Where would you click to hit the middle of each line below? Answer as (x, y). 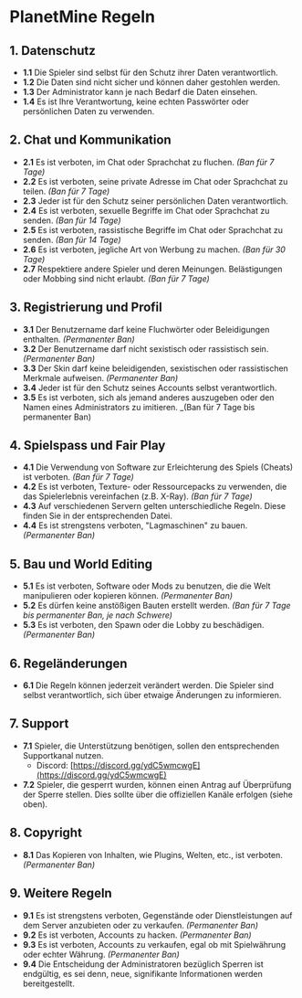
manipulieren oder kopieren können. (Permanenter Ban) (128, 596)
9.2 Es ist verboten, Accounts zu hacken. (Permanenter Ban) (137, 935)
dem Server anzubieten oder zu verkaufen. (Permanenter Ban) (140, 925)
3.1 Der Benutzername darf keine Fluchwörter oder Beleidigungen (146, 329)
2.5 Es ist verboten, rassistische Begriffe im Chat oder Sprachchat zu (153, 229)
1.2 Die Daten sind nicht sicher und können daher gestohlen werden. (151, 82)
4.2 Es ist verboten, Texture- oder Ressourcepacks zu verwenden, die (155, 487)
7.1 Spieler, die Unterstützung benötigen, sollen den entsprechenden (151, 746)
